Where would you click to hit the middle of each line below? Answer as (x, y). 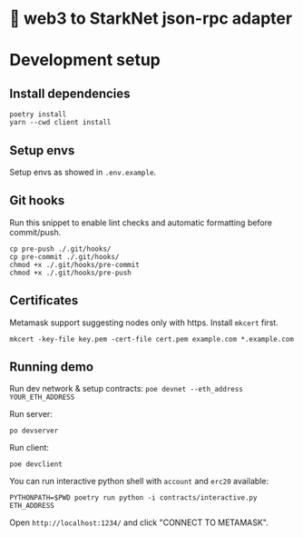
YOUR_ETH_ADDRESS (42, 398)
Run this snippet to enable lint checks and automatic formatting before (141, 223)
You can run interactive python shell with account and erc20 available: (139, 482)
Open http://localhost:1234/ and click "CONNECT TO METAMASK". (139, 522)
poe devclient (36, 464)
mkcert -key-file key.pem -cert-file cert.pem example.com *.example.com (152, 339)
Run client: (29, 448)
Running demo (51, 367)
